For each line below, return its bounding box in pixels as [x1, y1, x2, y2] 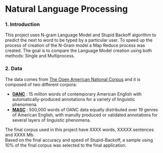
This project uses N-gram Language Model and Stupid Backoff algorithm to [5, 32, 157, 38]
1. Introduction [5, 21, 40, 28]
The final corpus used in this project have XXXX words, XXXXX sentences [5, 127, 154, 132]
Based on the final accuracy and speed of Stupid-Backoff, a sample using [5, 137, 153, 143]
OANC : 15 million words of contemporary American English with [12, 91, 142, 97]
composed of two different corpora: [5, 81, 77, 87]
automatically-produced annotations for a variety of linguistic [12, 96, 135, 102]
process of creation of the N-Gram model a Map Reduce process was [5, 43, 145, 49]
